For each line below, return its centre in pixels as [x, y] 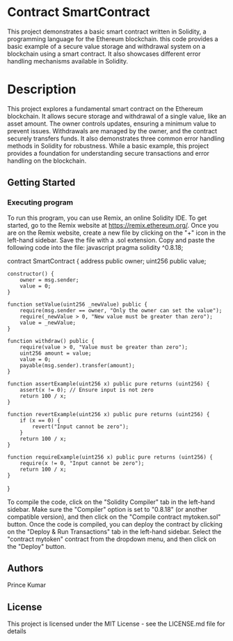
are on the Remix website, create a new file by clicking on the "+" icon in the [116, 233]
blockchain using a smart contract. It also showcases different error [104, 54]
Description [42, 90]
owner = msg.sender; [49, 280]
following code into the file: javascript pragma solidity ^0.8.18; [95, 247]
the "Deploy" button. [37, 546]
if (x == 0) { [40, 420]
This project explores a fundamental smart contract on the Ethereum [105, 108]
